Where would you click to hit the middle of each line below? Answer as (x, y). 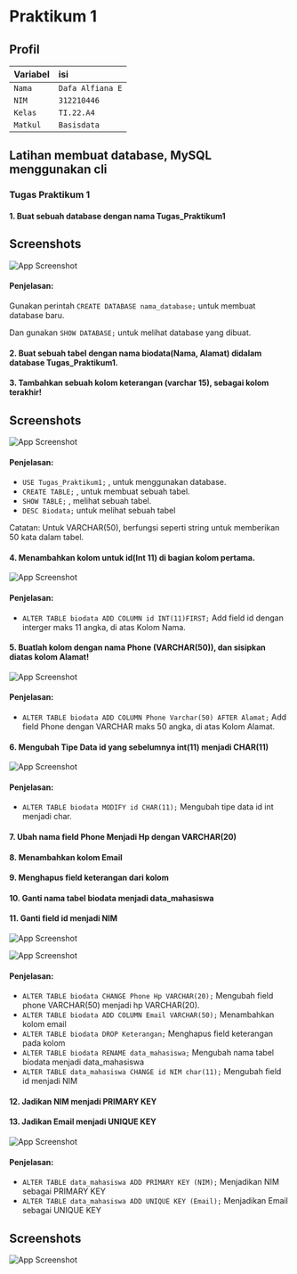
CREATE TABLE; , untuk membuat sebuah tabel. (106, 491)
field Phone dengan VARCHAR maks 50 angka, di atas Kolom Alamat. (148, 726)
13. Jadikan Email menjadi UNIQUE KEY (83, 1122)
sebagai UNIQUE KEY (62, 1211)
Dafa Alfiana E (90, 88)
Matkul (28, 125)
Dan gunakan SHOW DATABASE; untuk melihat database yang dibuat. (130, 333)
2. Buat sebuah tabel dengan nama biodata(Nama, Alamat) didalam (136, 353)
